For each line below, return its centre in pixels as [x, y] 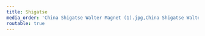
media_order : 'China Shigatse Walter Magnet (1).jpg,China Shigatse [95, 18]
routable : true [26, 23]
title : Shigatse [27, 12]
